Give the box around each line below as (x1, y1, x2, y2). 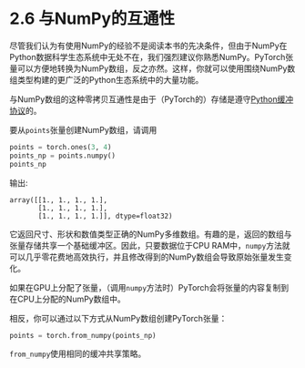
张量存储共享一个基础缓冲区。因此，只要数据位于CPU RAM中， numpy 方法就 (9, 240, 290, 250)
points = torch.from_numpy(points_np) (9, 331, 157, 340)
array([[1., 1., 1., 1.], (9, 195, 107, 205)
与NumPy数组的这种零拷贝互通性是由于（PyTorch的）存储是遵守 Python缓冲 (9, 93, 294, 105)
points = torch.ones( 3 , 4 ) (9, 142, 112, 151)
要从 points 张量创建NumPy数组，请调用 (9, 124, 158, 135)
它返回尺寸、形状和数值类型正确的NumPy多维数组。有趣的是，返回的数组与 (9, 229, 292, 240)
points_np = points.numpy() (9, 151, 117, 160)
